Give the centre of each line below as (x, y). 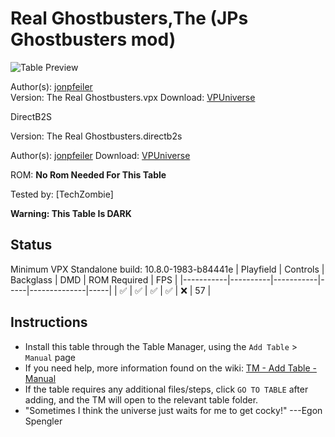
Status (31, 245)
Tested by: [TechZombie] (62, 194)
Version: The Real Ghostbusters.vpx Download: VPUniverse (133, 97)
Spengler (43, 421)
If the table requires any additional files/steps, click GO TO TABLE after (166, 389)
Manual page (50, 357)
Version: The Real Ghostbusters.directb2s (96, 136)
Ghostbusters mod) (93, 39)
